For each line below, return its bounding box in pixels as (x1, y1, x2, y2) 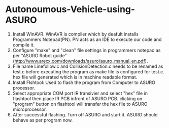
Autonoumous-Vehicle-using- (5, 4, 136, 15)
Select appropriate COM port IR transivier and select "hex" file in (12, 90, 148, 96)
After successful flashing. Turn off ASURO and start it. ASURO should (12, 111, 158, 117)
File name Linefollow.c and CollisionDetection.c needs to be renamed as (12, 63, 163, 69)
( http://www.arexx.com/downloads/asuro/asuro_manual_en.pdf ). (12, 58, 148, 64)
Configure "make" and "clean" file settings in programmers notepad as (12, 47, 161, 53)
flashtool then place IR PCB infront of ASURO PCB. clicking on (12, 95, 143, 102)
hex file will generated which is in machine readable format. (12, 74, 138, 80)
